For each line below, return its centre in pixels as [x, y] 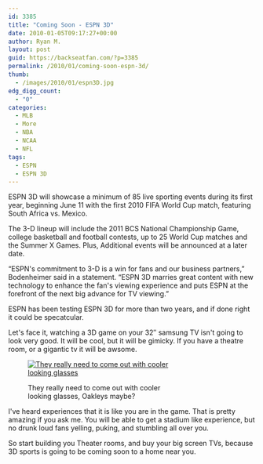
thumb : [19, 74]
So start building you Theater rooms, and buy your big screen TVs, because [131, 444]
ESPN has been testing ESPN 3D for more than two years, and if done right [129, 309]
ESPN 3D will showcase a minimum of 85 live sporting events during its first [131, 197]
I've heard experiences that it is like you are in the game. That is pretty [122, 411]
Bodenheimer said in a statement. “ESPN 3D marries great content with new [131, 277]
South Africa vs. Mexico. [48, 214]
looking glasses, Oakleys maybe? [82, 397]
